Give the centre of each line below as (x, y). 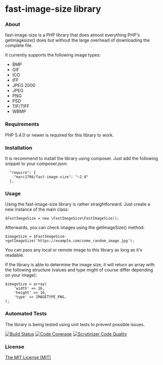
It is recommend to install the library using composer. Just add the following (81, 159)
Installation (19, 147)
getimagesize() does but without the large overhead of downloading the (78, 40)
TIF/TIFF (21, 106)
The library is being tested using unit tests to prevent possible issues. (75, 324)
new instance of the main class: (37, 209)
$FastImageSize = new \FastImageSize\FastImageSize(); (62, 219)
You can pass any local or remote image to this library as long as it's (74, 250)
